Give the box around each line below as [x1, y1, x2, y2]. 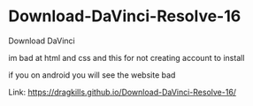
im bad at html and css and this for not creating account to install [8, 52, 245, 63]
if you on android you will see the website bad [8, 69, 176, 80]
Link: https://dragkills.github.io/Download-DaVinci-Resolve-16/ [8, 87, 236, 97]
